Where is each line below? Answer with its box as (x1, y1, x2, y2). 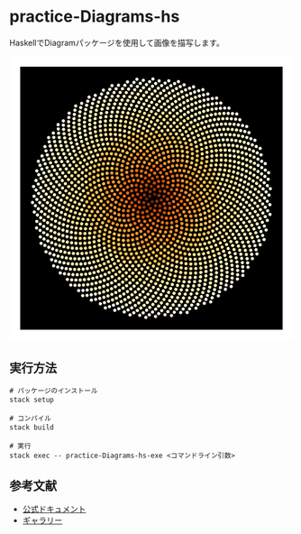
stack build (9, 423, 54, 432)
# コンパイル (9, 414, 51, 423)
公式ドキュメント (22, 503, 87, 515)
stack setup (9, 395, 54, 405)
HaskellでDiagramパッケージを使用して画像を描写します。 (9, 37, 225, 48)
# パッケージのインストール (9, 386, 98, 396)
